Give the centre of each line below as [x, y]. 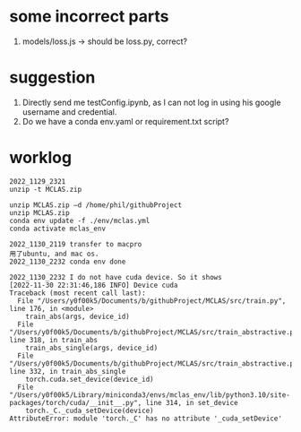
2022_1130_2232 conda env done [68, 262]
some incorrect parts [89, 17]
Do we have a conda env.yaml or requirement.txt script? [125, 121]
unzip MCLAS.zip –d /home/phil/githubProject [95, 205]
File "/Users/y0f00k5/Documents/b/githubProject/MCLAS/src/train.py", [152, 301]
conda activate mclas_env [57, 229]
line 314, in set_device [192, 402]
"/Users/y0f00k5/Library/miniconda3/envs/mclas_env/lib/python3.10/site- [150, 395]
